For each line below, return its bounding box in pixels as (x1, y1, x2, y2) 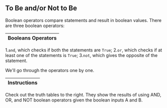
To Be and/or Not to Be (5, 4, 77, 12)
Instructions (8, 79, 38, 86)
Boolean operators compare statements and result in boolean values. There (5, 17, 162, 23)
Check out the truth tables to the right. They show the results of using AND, (5, 91, 161, 97)
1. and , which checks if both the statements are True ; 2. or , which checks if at (5, 47, 162, 53)
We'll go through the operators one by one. (5, 67, 95, 73)
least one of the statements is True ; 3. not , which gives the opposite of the (5, 52, 158, 58)
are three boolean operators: (5, 22, 65, 28)
